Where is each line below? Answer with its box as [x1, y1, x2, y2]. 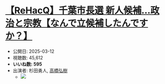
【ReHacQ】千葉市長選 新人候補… [5, 5, 151, 16]
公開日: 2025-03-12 [12, 48, 55, 54]
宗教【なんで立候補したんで [23, 17, 139, 29]
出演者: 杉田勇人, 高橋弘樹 [12, 67, 68, 73]
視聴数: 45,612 [12, 54, 44, 60]
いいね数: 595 [12, 61, 43, 67]
